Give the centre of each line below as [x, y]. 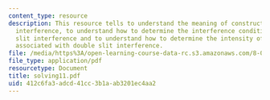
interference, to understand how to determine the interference [125, 31]
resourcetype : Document [48, 69]
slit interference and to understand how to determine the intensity [134, 38]
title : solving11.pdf [45, 76]
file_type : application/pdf [55, 61]
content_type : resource [48, 16]
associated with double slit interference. [89, 46]
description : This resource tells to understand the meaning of [118, 23]
